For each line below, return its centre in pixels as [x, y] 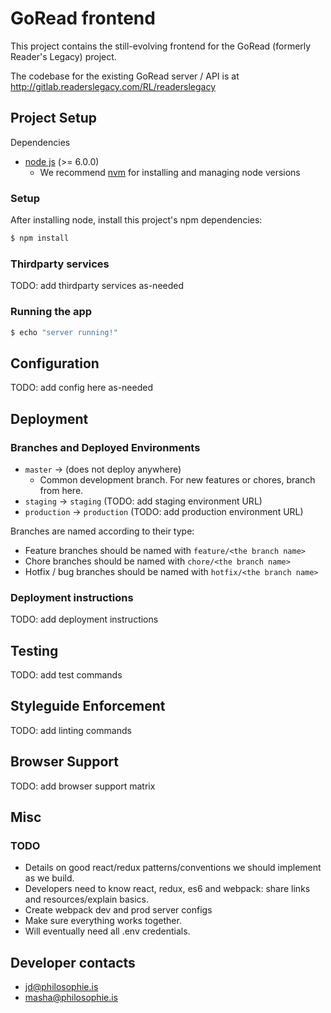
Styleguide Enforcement [88, 706]
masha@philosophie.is [71, 998]
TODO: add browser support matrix [83, 786]
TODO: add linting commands [71, 730]
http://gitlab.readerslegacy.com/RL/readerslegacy [113, 86]
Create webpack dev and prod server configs [118, 910]
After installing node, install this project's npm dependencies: [136, 220]
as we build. [49, 878]
